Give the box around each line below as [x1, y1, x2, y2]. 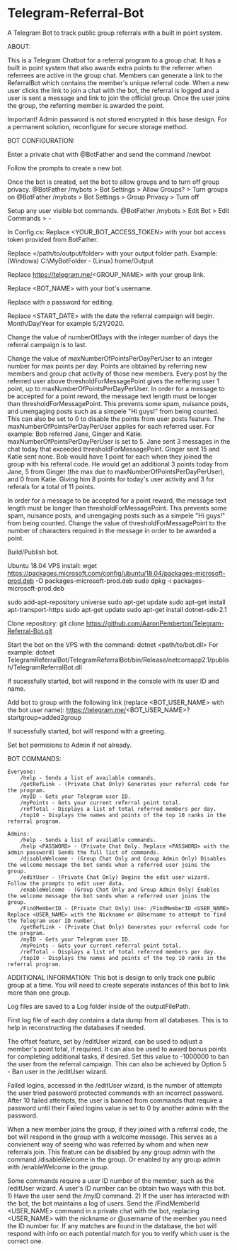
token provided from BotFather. [7, 235, 98, 244]
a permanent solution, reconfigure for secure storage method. [7, 122, 188, 131]
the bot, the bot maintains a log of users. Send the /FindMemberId [7, 1198, 200, 1208]
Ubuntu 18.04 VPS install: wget [7, 561, 98, 569]
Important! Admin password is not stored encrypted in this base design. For [7, 115, 228, 124]
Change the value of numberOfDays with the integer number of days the [7, 332, 219, 342]
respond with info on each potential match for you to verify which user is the [7, 1229, 230, 1238]
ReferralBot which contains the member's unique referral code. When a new [7, 78, 229, 87]
